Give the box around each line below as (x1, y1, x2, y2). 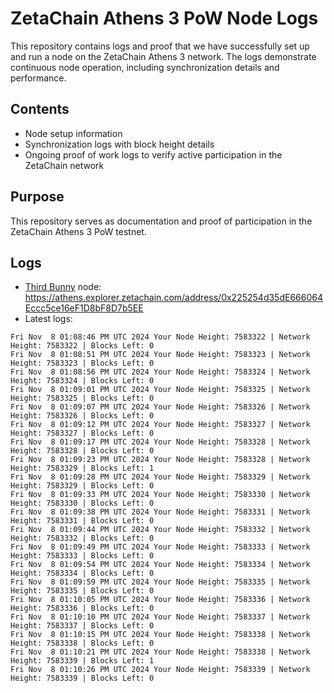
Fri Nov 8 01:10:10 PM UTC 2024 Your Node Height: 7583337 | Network (10, 612, 311, 622)
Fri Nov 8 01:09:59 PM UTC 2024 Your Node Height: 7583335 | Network (10, 577, 311, 587)
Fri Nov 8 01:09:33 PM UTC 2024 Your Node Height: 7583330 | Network (10, 490, 311, 500)
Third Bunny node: (24, 281, 102, 293)
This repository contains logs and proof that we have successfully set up (10, 40, 310, 52)
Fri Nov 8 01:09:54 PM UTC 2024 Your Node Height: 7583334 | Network (10, 560, 311, 570)
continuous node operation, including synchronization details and (10, 61, 280, 73)
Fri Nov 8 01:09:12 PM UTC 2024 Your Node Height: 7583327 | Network (10, 420, 311, 430)
